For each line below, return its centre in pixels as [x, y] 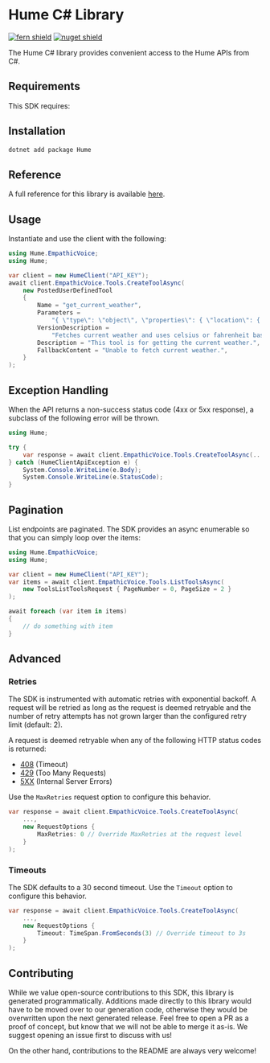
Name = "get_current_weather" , [90, 306]
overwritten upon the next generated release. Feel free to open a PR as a [129, 1018]
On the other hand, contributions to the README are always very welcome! [133, 1050]
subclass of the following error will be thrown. [84, 418]
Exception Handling [58, 390]
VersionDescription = [74, 327]
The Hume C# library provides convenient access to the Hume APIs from [129, 52]
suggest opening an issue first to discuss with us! [90, 1035]
